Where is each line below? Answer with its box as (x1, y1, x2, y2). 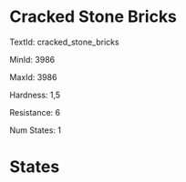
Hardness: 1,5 (9, 89, 61, 100)
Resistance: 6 (9, 106, 61, 117)
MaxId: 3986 (9, 71, 57, 83)
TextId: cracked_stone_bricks (9, 36, 120, 47)
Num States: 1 (9, 125, 62, 136)
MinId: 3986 (9, 54, 56, 65)
